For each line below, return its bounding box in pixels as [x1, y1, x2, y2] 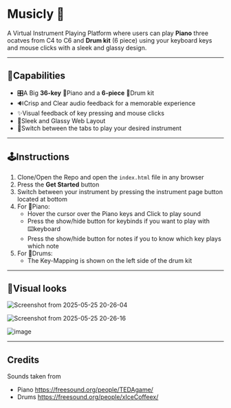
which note [27, 241, 60, 250]
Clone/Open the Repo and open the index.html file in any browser [16, 173, 204, 181]
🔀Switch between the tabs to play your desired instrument [16, 124, 182, 132]
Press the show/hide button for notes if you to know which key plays [27, 234, 221, 243]
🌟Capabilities [7, 70, 66, 82]
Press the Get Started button [16, 180, 100, 189]
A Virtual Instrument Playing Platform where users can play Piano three [7, 29, 208, 37]
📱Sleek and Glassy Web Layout [16, 116, 106, 125]
